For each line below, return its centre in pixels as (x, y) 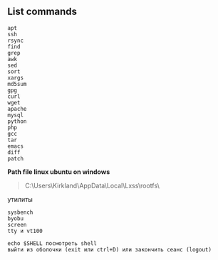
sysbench (20, 212)
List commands (42, 12)
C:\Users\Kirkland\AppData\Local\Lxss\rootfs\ (92, 185)
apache (17, 109)
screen (17, 224)
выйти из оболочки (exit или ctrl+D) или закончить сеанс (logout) (110, 249)
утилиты (20, 199)
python (17, 121)
